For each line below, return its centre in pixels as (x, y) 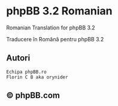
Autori (18, 58)
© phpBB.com (33, 96)
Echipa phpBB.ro (26, 72)
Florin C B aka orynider (37, 77)
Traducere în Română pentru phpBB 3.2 (55, 39)
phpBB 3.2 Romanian (59, 11)
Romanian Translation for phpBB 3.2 (51, 28)
